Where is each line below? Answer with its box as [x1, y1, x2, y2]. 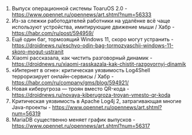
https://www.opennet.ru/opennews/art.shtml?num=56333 [11, 11, 152, 18]
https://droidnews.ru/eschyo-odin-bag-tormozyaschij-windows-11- [11, 42, 174, 49]
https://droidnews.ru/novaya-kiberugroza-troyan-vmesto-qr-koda [11, 91, 171, 98]
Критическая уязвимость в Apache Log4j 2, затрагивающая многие [11, 98, 181, 104]
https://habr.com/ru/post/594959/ [11, 30, 94, 37]
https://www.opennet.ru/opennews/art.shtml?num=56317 [11, 122, 150, 129]
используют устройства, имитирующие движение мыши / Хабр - [11, 23, 175, 30]
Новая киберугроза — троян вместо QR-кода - [11, 86, 130, 92]
